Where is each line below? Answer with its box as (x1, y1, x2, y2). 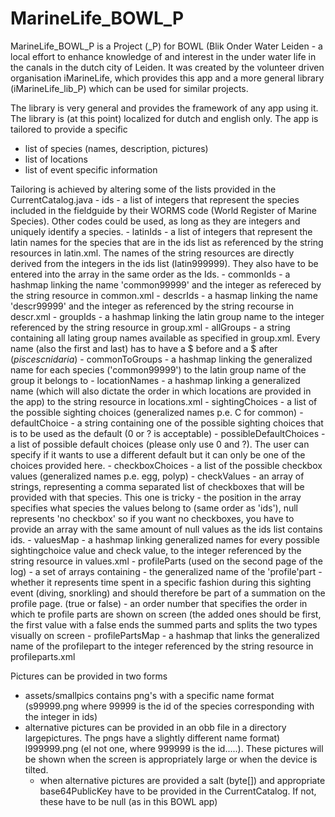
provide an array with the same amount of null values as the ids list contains (10, 523, 323, 535)
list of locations (24, 153, 88, 165)
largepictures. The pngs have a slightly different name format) (24, 732, 281, 744)
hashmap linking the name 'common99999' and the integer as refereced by (10, 278, 322, 291)
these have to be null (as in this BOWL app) (39, 795, 218, 807)
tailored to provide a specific (10, 123, 128, 135)
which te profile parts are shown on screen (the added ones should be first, (10, 608, 322, 620)
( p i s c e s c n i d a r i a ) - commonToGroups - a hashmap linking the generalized (10, 353, 313, 365)
